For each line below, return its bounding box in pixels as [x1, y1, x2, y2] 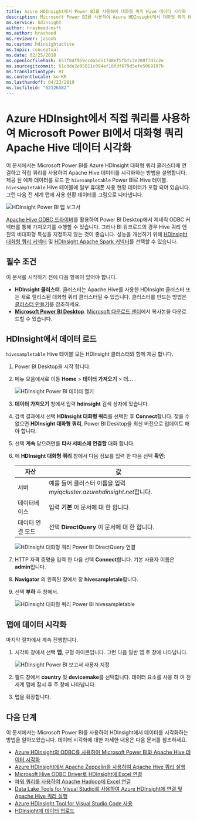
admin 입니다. [14, 563, 46, 570]
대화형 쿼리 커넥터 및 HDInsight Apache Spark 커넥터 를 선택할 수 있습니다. [6, 238, 178, 245]
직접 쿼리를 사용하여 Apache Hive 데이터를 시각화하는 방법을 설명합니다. [21, 169, 188, 176]
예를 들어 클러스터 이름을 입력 [49, 479, 126, 487]
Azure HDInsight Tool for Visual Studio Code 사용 [14, 800, 133, 807]
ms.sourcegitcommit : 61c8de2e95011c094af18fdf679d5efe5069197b [6, 63, 164, 69]
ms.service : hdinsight [6, 19, 62, 25]
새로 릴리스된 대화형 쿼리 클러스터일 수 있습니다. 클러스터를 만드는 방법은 [21, 293, 187, 300]
